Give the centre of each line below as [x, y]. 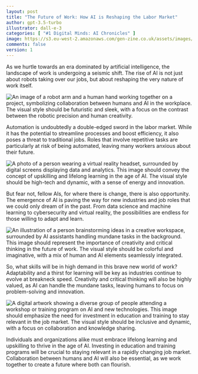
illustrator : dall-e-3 [34, 28]
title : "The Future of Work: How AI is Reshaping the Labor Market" [92, 17]
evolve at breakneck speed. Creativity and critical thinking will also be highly [99, 279]
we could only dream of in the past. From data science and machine [88, 206]
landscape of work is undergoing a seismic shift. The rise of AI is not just [94, 73]
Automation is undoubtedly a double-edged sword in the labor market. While [99, 127]
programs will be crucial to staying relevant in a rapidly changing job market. [99, 352]
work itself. [19, 85]
